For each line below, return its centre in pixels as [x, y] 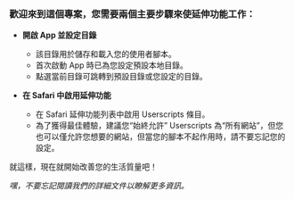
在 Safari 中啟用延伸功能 [66, 95]
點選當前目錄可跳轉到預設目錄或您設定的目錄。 [121, 77]
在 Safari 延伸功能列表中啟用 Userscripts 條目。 [122, 114]
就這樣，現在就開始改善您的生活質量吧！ [83, 167]
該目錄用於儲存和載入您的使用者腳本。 [106, 54]
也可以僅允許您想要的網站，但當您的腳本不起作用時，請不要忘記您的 [160, 137]
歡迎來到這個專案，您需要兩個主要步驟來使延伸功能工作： [132, 13]
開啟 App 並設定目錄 [59, 35]
